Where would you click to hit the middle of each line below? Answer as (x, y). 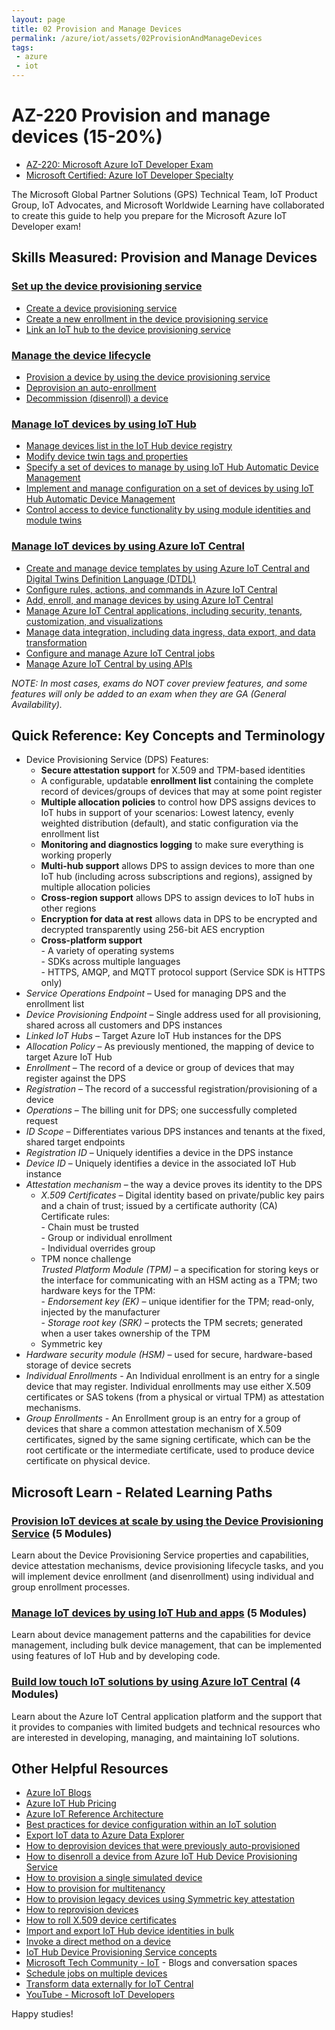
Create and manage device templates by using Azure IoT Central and (167, 568)
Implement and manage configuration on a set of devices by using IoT (169, 488)
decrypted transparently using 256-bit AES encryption (152, 930)
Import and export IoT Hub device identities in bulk (130, 1931)
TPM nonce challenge (86, 1259)
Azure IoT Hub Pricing (71, 1803)
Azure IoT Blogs (58, 1793)
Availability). (37, 704)
